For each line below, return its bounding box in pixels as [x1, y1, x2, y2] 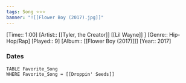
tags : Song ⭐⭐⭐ [6, 8, 46, 15]
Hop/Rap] [6, 37, 30, 45]
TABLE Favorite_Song [6, 66, 59, 72]
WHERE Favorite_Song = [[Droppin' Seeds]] [6, 71, 115, 77]
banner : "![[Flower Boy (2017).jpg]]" [6, 14, 104, 20]
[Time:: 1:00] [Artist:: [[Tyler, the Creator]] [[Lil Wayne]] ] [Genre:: [6, 31, 168, 38]
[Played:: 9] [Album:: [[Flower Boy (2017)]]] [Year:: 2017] [31, 37, 172, 45]
